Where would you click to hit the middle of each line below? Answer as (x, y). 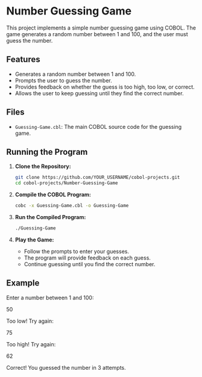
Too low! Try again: (30, 321)
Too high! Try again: (31, 344)
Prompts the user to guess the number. (64, 80)
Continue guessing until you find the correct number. (90, 264)
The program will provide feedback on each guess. (87, 258)
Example (23, 283)
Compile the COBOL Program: (53, 195)
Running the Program (47, 152)
